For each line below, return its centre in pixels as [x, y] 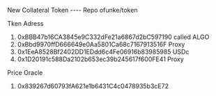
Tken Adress [25, 23]
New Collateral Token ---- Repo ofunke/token [72, 10]
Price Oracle [25, 73]
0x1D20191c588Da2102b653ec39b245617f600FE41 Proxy [101, 59]
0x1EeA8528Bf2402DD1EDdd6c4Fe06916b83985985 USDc [103, 52]
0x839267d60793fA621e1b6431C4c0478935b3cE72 [93, 86]
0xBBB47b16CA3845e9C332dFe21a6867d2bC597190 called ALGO [113, 37]
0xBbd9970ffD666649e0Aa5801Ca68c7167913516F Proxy [101, 44]
